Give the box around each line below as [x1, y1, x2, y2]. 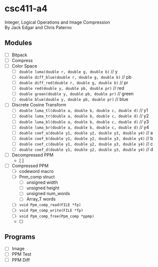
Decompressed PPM [11, 152, 54, 158]
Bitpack [11, 52, 28, 58]
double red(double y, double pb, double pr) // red [19, 85, 124, 91]
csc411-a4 [4, 3, 48, 14]
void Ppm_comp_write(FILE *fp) [19, 208, 84, 213]
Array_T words [26, 196, 56, 202]
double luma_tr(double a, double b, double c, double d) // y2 [19, 113, 149, 119]
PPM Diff [11, 257, 30, 263]
